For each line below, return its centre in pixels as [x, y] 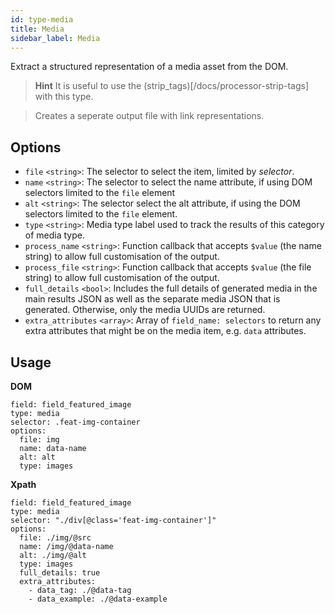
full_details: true [60, 573]
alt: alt [37, 457]
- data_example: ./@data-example [98, 599]
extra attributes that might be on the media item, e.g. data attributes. [165, 331]
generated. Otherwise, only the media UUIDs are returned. [145, 310]
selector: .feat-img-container [75, 422]
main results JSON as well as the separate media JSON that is [152, 299]
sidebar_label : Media [55, 38]
